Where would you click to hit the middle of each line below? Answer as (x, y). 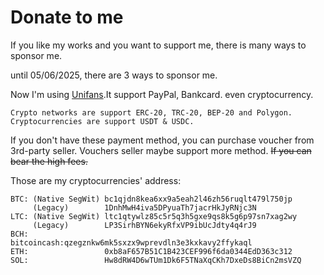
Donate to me (67, 17)
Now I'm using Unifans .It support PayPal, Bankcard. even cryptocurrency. (162, 94)
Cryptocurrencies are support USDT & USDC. (102, 121)
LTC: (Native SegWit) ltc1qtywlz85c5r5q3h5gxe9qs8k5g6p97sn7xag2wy (154, 216)
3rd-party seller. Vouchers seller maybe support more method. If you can (161, 150)
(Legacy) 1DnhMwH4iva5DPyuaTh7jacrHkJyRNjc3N (144, 207)
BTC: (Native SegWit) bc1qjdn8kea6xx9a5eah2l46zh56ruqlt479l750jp (151, 199)
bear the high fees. (49, 161)
